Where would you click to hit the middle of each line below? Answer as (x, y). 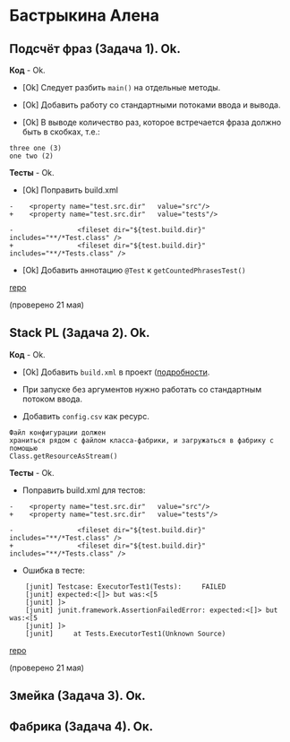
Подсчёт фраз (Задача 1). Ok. (95, 49)
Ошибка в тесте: (53, 570)
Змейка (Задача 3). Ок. (77, 696)
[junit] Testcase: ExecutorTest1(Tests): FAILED (126, 587)
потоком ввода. (52, 399)
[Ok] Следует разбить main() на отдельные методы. (121, 87)
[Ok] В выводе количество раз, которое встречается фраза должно (152, 122)
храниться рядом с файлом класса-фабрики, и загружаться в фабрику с (142, 440)
